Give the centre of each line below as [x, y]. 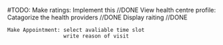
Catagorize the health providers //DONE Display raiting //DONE [98, 17]
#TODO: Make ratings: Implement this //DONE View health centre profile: [111, 10]
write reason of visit [96, 36]
